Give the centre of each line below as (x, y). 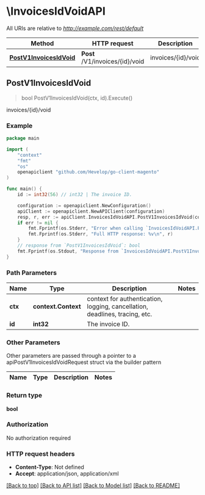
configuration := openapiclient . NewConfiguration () (84, 206)
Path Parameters (31, 273)
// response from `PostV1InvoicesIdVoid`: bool (79, 246)
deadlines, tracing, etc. (120, 314)
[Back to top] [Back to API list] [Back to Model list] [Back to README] (93, 486)
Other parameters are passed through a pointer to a (71, 356)
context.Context (57, 306)
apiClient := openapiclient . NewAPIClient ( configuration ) (91, 211)
